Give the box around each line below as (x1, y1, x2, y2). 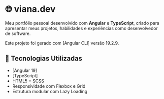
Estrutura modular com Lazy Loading (12, 88, 88, 94)
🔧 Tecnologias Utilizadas (5, 54, 82, 63)
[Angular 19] (12, 67, 37, 73)
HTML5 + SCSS (12, 78, 44, 84)
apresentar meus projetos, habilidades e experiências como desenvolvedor (5, 25, 158, 31)
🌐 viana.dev (5, 3, 56, 15)
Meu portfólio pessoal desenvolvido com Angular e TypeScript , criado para (5, 20, 160, 26)
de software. (5, 31, 31, 36)
